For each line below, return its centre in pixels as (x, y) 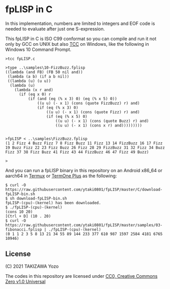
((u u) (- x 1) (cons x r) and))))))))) (99, 125)
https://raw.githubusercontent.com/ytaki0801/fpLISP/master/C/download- (84, 189)
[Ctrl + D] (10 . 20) (28, 216)
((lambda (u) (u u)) (29, 81)
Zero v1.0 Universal (25, 281)
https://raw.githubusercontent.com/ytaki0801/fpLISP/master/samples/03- (84, 225)
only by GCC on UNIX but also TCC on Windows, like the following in (77, 44)
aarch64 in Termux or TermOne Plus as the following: (61, 176)
